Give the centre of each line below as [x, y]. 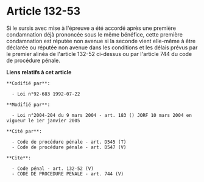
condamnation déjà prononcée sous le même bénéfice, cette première [94, 34]
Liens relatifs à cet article [39, 72]
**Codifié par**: [28, 83]
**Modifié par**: [28, 105]
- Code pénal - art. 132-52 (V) [53, 169]
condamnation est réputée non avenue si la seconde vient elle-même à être [101, 41]
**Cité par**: [24, 131]
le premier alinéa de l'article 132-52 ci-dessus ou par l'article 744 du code [99, 54]
